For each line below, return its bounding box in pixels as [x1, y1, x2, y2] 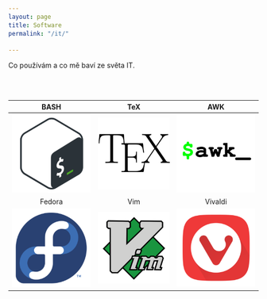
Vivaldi [204, 197, 228, 206]
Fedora [39, 197, 64, 206]
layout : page [8, 13, 52, 21]
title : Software [8, 21, 62, 29]
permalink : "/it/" [8, 29, 69, 37]
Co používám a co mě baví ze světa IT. [8, 60, 135, 71]
